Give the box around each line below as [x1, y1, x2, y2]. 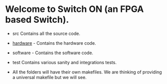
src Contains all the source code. [12, 30, 81, 36]
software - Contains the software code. [12, 50, 94, 56]
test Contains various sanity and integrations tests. [12, 59, 117, 65]
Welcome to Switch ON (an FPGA [5, 3, 144, 15]
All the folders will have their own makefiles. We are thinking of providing [12, 69, 162, 75]
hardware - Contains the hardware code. [12, 40, 96, 46]
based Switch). [5, 14, 69, 25]
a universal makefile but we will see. [12, 74, 87, 80]
